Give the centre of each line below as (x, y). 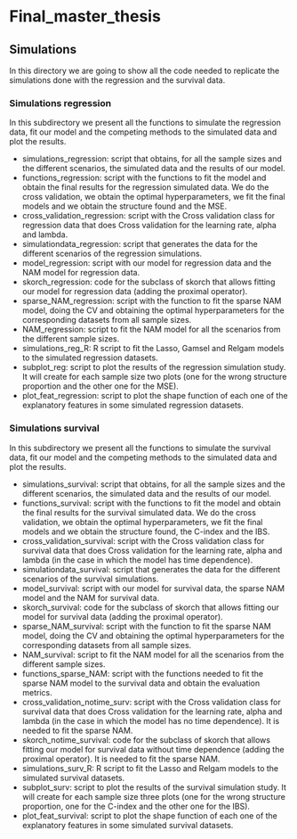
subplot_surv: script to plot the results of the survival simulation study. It (154, 787)
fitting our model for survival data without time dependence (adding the (153, 749)
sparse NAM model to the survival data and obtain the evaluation (141, 683)
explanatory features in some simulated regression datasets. (133, 405)
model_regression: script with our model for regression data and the (147, 263)
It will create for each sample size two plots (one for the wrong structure (154, 377)
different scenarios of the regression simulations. (112, 254)
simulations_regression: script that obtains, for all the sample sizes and (152, 159)
